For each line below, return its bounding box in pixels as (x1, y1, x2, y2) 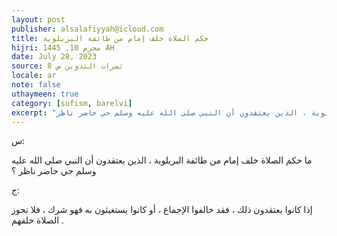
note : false (11, 80, 61, 90)
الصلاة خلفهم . (11, 214, 65, 226)
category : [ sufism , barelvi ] (11, 98, 133, 108)
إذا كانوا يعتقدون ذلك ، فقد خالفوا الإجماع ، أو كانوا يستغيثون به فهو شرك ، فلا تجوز (11, 204, 313, 216)
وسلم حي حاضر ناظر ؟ (11, 165, 97, 177)
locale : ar (11, 71, 57, 81)
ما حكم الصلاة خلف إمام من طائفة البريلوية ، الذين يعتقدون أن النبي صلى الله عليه (11, 154, 313, 166)
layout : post (11, 14, 66, 25)
